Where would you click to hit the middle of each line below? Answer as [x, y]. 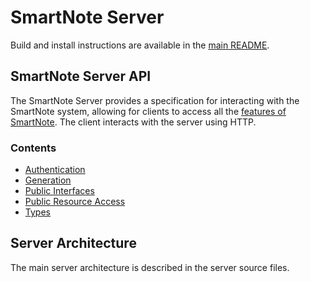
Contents [33, 148]
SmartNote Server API [81, 76]
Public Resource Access [75, 202]
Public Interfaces [59, 191]
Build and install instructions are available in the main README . [140, 45]
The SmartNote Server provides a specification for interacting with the [155, 100]
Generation [48, 180]
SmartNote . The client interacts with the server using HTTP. [133, 122]
